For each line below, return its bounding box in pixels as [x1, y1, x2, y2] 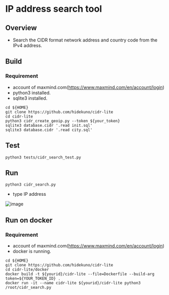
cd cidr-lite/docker [5, 267, 50, 272]
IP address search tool [5, 3, 102, 15]
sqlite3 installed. [12, 95, 48, 101]
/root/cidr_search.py [5, 285, 52, 290]
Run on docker [5, 216, 53, 224]
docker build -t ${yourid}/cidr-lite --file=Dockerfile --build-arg [5, 271, 155, 277]
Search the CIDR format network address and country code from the [12, 37, 158, 43]
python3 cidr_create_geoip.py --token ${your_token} [5, 118, 120, 123]
